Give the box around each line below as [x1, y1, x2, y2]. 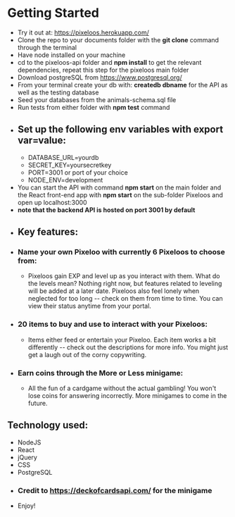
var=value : [17, 135, 67, 147]
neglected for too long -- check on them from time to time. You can [27, 294, 223, 303]
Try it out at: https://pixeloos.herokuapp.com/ [17, 28, 150, 37]
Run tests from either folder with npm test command [17, 103, 170, 111]
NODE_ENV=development [27, 175, 103, 184]
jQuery [17, 453, 37, 461]
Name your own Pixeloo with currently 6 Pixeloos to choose [17, 247, 225, 257]
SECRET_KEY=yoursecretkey [27, 161, 112, 169]
